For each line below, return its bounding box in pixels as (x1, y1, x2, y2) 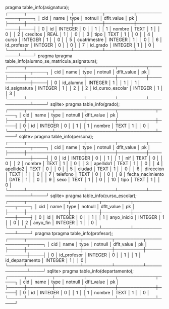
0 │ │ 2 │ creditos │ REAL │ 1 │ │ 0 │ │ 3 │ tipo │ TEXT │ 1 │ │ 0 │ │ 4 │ (5, 31, 154, 37)
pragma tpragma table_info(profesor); (34, 230, 114, 236)
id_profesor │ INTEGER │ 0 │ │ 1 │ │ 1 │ (59, 252, 141, 258)
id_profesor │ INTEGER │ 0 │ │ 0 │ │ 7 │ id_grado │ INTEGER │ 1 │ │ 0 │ (5, 42, 155, 48)
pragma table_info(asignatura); (5, 5, 70, 10)
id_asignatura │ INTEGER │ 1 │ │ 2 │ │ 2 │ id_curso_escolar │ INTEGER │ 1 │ (5, 85, 163, 91)
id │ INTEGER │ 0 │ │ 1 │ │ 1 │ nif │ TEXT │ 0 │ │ (62, 155, 164, 161)
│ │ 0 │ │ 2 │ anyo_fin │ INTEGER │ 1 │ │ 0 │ (5, 220, 98, 225)
